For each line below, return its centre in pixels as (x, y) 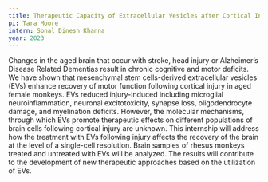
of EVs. (20, 171)
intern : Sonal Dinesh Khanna (57, 30)
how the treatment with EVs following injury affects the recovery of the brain (134, 137)
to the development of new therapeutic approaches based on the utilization (132, 162)
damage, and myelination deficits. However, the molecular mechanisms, (126, 112)
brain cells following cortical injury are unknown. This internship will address (134, 129)
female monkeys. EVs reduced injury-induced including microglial (116, 95)
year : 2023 (26, 38)
